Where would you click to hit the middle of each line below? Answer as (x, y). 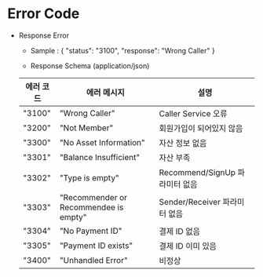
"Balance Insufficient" (100, 157)
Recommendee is (91, 207)
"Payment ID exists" (96, 246)
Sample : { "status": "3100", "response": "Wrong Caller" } (122, 50)
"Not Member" (86, 128)
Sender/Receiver (190, 202)
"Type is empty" (89, 177)
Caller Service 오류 (194, 113)
